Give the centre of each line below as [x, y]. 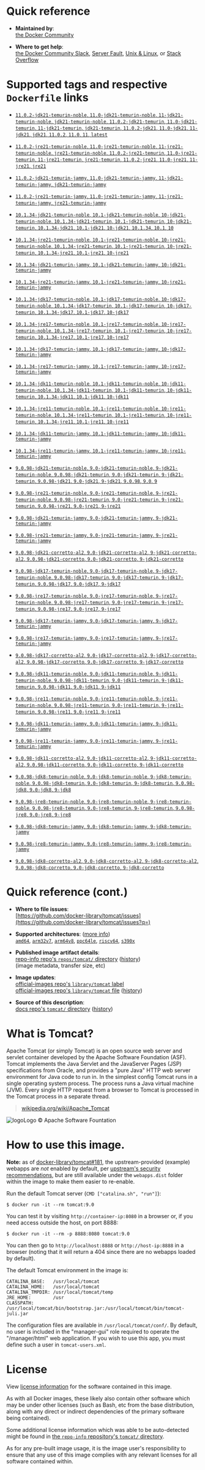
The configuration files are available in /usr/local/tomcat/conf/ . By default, [102, 1325]
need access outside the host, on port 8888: [62, 1223]
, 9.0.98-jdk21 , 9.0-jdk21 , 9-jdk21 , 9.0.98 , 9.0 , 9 [96, 481]
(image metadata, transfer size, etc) [60, 965]
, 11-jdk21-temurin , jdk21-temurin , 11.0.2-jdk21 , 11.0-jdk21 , [111, 128]
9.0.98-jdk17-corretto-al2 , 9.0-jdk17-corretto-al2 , [82, 655]
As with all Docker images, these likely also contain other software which [98, 1398]
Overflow [27, 60]
